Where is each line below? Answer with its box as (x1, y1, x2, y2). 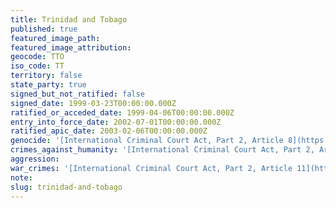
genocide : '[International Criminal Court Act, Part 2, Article (10, 136, 284, 146)
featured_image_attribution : (10, 42, 132, 53)
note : (10, 172, 33, 183)
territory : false (10, 71, 83, 81)
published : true (10, 24, 78, 34)
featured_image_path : (10, 33, 101, 43)
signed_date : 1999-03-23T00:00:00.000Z (10, 98, 177, 108)
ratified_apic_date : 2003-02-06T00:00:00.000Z (10, 126, 208, 136)
